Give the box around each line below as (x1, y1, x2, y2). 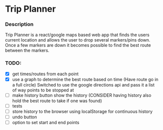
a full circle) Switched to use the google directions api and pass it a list (12, 82, 155, 87)
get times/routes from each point (12, 71, 79, 77)
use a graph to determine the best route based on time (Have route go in (12, 76, 159, 82)
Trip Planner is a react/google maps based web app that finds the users (5, 32, 150, 38)
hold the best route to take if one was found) (12, 98, 102, 104)
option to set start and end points (12, 120, 80, 126)
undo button (12, 114, 37, 120)
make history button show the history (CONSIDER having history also (12, 92, 152, 98)
